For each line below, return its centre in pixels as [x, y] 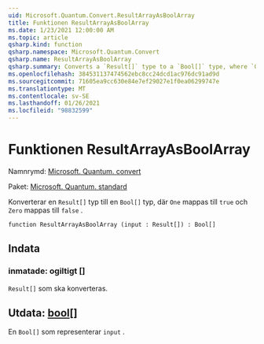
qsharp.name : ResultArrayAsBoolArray [70, 60]
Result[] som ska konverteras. [58, 288]
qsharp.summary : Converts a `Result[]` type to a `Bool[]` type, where [128, 67]
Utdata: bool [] [43, 313]
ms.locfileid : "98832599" [50, 111]
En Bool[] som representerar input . [67, 332]
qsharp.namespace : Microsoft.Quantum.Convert [84, 52]
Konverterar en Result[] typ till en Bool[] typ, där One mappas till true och [128, 202]
